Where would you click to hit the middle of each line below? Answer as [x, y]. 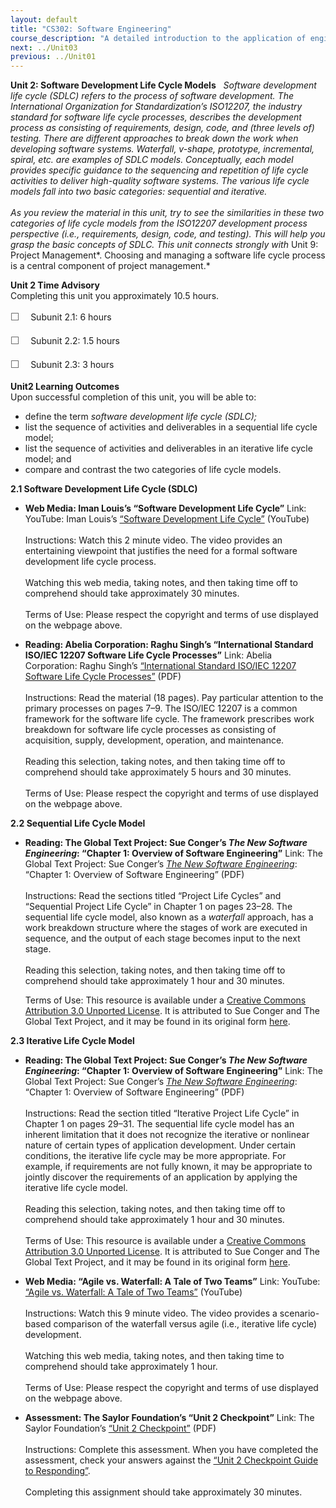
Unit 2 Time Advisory [55, 285]
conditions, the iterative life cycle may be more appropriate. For [155, 1156]
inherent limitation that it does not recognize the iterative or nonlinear [167, 1135]
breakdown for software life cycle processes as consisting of [150, 730]
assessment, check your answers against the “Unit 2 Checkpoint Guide [171, 1460]
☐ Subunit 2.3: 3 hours [62, 365]
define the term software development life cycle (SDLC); [140, 417]
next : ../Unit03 [44, 47]
